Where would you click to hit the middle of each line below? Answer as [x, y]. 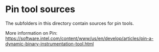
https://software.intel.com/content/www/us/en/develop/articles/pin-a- [79, 38]
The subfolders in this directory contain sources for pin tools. [70, 23]
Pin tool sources [40, 9]
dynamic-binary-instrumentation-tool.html [50, 43]
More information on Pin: [31, 33]
